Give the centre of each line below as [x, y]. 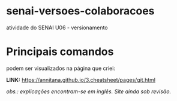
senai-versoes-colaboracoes [80, 11]
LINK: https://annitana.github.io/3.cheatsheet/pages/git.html [81, 79]
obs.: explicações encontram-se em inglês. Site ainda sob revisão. [89, 91]
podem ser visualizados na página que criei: [61, 68]
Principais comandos [60, 52]
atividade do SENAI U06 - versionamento [57, 27]
